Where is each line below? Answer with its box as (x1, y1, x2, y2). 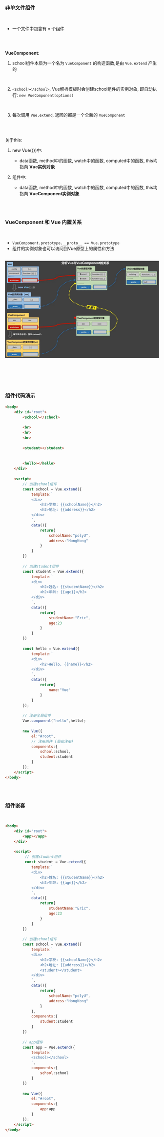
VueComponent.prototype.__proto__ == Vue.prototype (12, 241, 120, 245)
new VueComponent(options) (19, 93, 74, 98)
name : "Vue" (48, 687, 71, 692)
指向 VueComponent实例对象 (19, 191, 80, 197)
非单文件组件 (5, 4, 36, 11)
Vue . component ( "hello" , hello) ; (22, 718, 86, 723)
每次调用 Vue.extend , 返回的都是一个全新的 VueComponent (12, 112, 125, 118)
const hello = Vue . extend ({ (22, 646, 80, 651)
